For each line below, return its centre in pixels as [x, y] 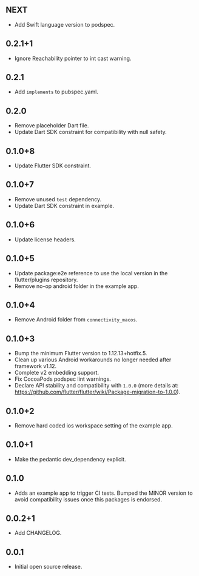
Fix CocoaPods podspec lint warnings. [63, 379]
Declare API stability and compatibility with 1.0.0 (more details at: [96, 386]
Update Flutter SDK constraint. [53, 166]
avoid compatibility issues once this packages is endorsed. [88, 499]
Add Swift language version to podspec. [65, 24]
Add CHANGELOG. [38, 533]
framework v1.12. [35, 366]
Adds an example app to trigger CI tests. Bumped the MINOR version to [103, 493]
